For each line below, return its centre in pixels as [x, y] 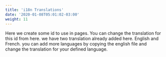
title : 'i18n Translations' [35, 10]
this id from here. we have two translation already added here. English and [82, 38]
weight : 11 [17, 19]
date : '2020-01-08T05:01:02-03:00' [42, 14]
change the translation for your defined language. [56, 49]
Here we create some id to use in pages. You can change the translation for [83, 33]
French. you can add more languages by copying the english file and [76, 44]
